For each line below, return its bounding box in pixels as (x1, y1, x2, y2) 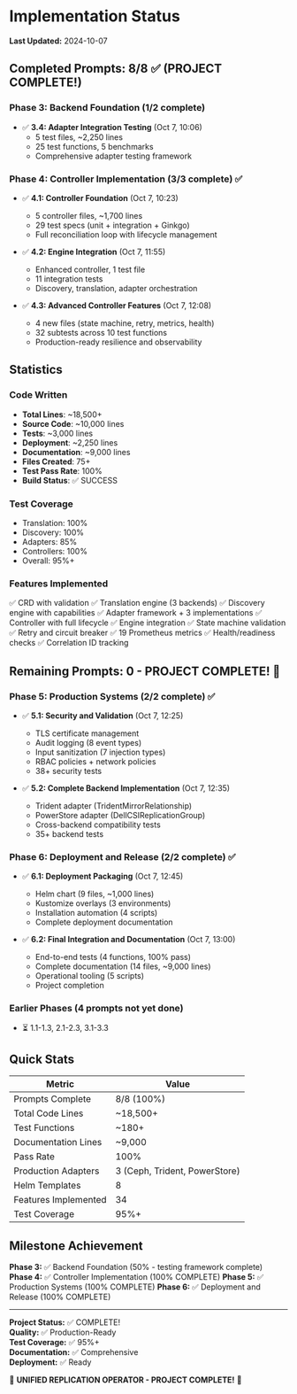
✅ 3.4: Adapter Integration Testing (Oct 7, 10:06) (21, 121, 203, 132)
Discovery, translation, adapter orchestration (34, 283, 198, 293)
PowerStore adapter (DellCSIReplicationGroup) (34, 809, 206, 820)
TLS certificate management (34, 728, 140, 739)
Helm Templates (13, 1180, 81, 1192)
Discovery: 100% (21, 527, 84, 538)
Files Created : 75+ (21, 456, 91, 467)
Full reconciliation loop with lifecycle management (34, 228, 217, 240)
